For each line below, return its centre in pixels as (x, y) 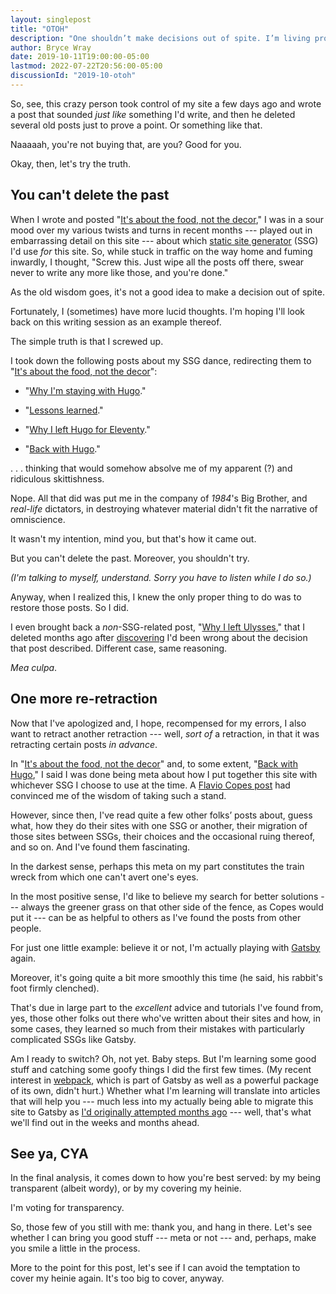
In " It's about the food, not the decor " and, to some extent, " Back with (154, 763)
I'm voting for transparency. (67, 1208)
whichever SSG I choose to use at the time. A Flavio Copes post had (150, 785)
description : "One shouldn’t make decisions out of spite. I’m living (160, 38)
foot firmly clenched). (55, 988)
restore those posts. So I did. (70, 607)
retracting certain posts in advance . (84, 744)
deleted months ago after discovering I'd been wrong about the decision (159, 637)
